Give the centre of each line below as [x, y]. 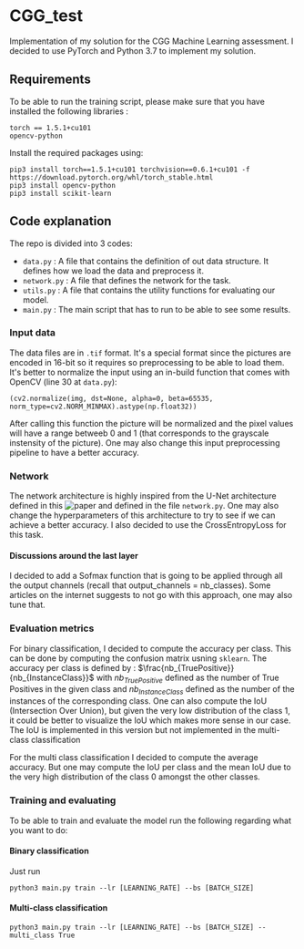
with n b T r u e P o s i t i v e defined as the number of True [187, 678]
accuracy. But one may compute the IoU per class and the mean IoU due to [150, 768]
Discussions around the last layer [74, 555]
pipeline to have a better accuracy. [74, 452]
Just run [25, 871]
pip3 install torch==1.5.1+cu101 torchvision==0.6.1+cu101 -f [130, 170]
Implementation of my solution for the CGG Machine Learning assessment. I [152, 41]
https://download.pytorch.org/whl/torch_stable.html [111, 177]
